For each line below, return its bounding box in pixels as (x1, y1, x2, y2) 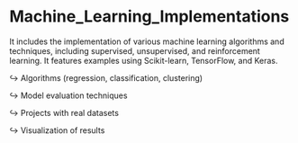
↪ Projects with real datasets (9, 107, 120, 118)
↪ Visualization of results (9, 124, 105, 136)
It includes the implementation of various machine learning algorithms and (9, 36, 285, 47)
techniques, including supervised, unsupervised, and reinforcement (9, 45, 261, 56)
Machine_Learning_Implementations (9, 6, 290, 27)
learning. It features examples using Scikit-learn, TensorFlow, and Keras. (9, 55, 278, 66)
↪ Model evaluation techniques (9, 90, 128, 101)
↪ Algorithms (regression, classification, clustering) (9, 72, 203, 83)
